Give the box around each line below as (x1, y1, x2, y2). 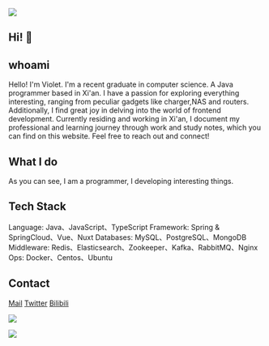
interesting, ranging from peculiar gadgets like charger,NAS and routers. (8, 97, 250, 107)
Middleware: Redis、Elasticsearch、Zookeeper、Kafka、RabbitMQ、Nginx (8, 242, 258, 252)
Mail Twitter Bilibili (8, 298, 69, 308)
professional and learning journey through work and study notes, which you (8, 122, 262, 133)
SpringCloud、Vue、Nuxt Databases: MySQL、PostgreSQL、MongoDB (8, 232, 247, 242)
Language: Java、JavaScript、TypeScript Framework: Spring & (8, 222, 220, 232)
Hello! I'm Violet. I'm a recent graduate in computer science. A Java (8, 79, 233, 89)
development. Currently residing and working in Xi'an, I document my (8, 114, 241, 124)
